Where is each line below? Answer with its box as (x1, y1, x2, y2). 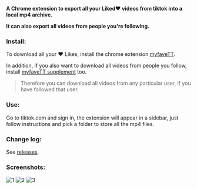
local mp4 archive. (6, 11, 53, 18)
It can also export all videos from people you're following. (6, 23, 150, 29)
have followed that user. (20, 86, 79, 93)
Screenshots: (6, 163, 46, 171)
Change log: (6, 135, 42, 143)
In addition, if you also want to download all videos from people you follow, (6, 62, 187, 69)
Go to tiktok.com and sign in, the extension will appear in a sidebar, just (6, 114, 179, 121)
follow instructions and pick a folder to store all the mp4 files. (6, 120, 155, 127)
